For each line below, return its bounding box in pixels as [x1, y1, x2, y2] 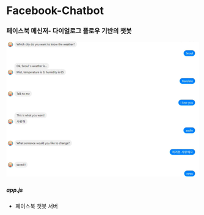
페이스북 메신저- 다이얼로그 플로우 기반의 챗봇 [6, 27, 133, 36]
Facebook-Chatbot [6, 4, 104, 18]
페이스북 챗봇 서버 [15, 202, 58, 209]
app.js [6, 186, 23, 194]
